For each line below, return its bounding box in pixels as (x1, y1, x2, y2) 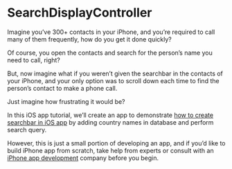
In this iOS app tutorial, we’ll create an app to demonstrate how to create (7, 111, 213, 119)
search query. (7, 125, 47, 134)
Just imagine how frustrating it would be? (7, 97, 126, 105)
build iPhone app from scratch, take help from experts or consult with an (7, 146, 214, 154)
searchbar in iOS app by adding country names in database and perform (7, 118, 214, 126)
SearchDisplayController (7, 5, 152, 21)
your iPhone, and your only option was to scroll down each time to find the (7, 76, 220, 84)
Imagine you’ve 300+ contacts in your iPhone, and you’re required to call (7, 28, 215, 36)
